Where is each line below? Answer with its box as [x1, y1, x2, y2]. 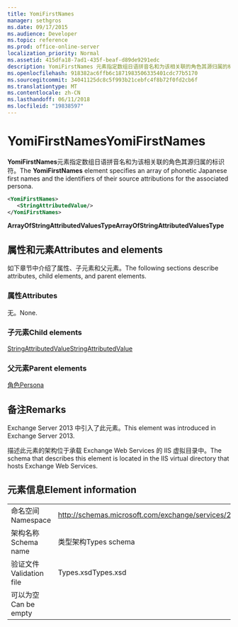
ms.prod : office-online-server [7, 43, 100, 50]
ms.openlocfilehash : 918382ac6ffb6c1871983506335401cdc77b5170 [7, 69, 198, 77]
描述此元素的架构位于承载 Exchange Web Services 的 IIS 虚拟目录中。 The [7, 446, 222, 454]
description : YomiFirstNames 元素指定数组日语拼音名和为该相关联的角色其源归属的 [7, 63, 228, 70]
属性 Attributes [7, 291, 58, 301]
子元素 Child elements [7, 327, 83, 337]
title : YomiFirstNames [7, 10, 74, 18]
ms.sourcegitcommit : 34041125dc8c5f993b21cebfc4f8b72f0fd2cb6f [7, 76, 198, 84]
